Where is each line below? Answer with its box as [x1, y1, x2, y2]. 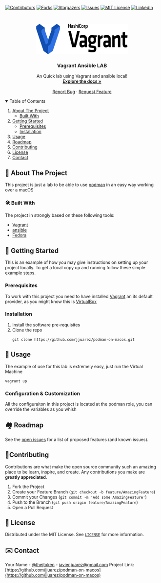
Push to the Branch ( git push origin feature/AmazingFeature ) [12, 499, 138, 505]
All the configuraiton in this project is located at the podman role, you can [5, 401, 153, 407]
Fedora [12, 233, 27, 238]
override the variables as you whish [5, 406, 77, 412]
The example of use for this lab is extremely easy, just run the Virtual [5, 363, 143, 369]
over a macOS [5, 187, 34, 193]
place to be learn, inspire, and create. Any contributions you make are [5, 469, 145, 475]
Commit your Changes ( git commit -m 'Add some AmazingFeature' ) [12, 494, 147, 500]
